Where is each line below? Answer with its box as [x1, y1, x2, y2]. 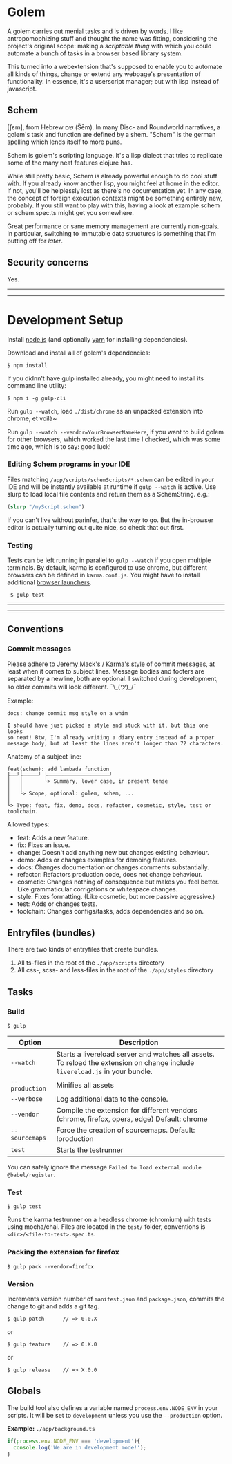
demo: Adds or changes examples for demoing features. [17, 855, 178, 864]
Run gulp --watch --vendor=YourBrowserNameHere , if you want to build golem [7, 427, 224, 436]
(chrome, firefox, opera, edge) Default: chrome [56, 1114, 209, 1124]
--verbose [10, 1095, 43, 1103]
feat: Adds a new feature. [17, 833, 90, 842]
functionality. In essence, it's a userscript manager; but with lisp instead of [7, 77, 220, 85]
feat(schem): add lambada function [7, 766, 110, 772]
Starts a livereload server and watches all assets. [56, 1049, 215, 1059]
